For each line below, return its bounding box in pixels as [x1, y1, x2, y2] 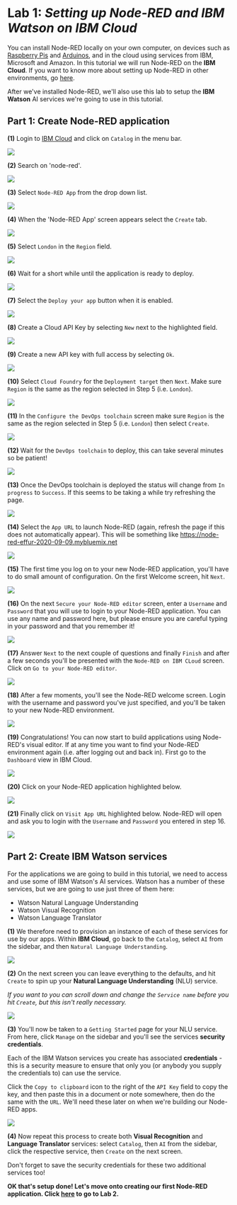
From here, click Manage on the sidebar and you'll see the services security [7, 1032, 226, 1041]
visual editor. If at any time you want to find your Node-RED [26, 740, 200, 748]
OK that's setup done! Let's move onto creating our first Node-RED [7, 1182, 208, 1190]
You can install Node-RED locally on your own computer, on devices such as [7, 43, 230, 52]
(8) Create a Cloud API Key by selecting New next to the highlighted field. [7, 323, 218, 331]
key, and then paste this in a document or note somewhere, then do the [7, 1090, 216, 1098]
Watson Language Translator [17, 913, 103, 922]
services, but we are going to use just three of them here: [7, 884, 175, 893]
